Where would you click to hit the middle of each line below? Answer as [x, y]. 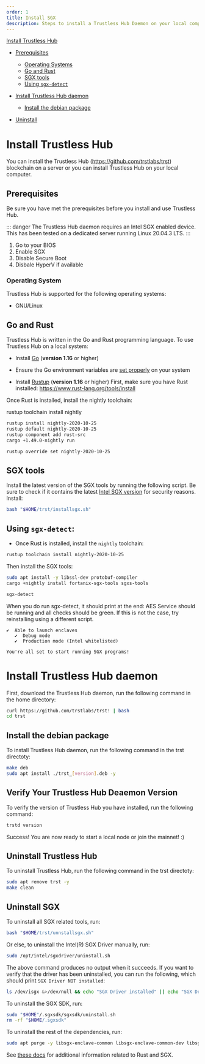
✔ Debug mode [32, 636]
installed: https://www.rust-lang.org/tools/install [75, 388]
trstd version [24, 825]
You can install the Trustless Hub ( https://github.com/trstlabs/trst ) [89, 161]
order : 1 [17, 12]
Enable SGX [30, 252]
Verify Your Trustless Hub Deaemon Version [92, 793]
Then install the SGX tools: [40, 566]
